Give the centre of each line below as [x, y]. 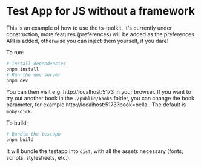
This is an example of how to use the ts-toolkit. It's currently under [89, 28]
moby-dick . [19, 111]
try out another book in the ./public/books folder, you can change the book [100, 99]
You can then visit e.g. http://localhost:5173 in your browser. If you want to [99, 92]
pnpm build [20, 140]
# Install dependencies [36, 64]
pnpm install [23, 69]
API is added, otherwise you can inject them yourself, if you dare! [87, 41]
